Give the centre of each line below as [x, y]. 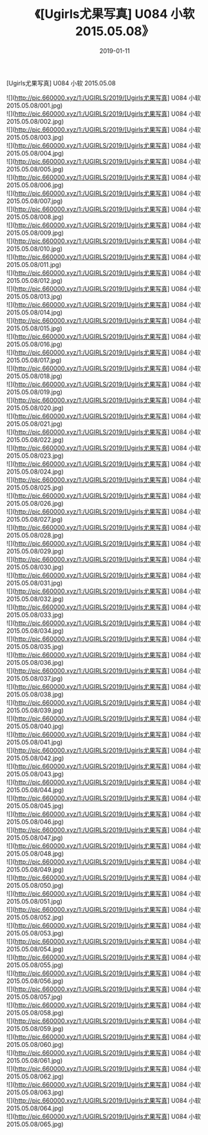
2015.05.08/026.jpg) [35, 503]
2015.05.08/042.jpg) [35, 758]
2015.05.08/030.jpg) [35, 567]
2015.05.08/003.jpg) [35, 137]
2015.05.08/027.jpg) [35, 519]
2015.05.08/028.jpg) [35, 535]
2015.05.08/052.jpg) [35, 917]
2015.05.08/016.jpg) [35, 344]
